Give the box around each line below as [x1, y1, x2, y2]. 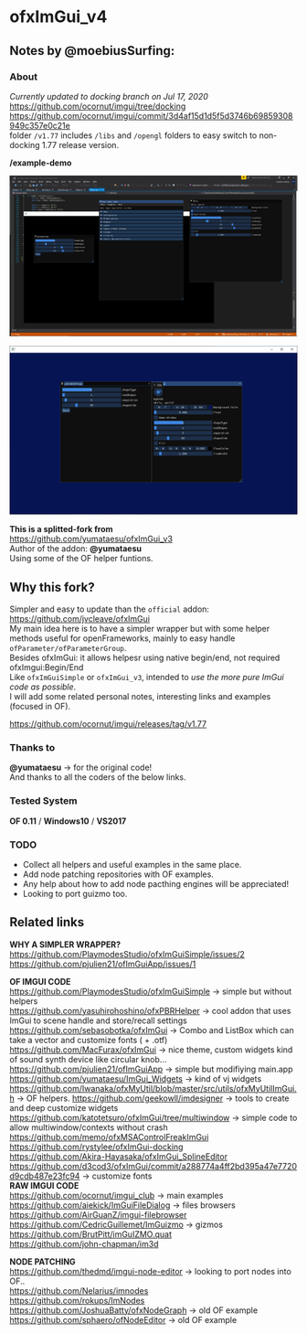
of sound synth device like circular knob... [9, 1053, 167, 1064]
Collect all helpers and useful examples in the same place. [22, 859, 242, 870]
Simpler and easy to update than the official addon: [9, 603, 210, 614]
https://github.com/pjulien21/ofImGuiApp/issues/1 [9, 958, 196, 969]
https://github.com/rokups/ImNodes [9, 1295, 145, 1306]
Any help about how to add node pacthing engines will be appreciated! [22, 878, 290, 889]
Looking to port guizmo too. [22, 888, 128, 899]
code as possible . [9, 681, 77, 692]
